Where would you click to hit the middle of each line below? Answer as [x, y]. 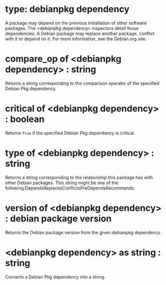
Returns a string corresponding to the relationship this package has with [79, 177]
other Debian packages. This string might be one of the [62, 183]
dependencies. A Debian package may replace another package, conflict [80, 33]
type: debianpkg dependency [67, 9]
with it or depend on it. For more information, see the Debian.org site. [76, 39]
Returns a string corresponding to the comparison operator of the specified [83, 83]
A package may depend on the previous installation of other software [76, 23]
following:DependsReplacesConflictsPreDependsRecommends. [70, 188]
